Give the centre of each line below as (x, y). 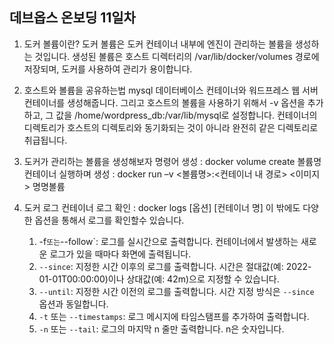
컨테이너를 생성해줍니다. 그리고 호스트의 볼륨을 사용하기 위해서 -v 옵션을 (164, 102)
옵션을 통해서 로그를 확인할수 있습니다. (109, 220)
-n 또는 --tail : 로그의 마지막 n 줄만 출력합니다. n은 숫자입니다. (161, 329)
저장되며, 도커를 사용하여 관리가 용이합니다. (108, 69)
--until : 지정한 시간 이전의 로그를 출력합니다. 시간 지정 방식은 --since (176, 291)
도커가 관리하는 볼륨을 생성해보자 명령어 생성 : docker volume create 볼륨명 (172, 161)
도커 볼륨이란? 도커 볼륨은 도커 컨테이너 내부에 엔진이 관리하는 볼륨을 (158, 44)
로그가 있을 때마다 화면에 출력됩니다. (120, 254)
